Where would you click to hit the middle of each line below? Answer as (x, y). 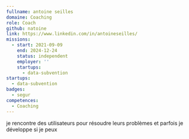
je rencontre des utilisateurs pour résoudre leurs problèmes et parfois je (95, 123)
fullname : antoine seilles (40, 12)
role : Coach (21, 23)
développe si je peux (32, 129)
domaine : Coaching (29, 17)
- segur (21, 95)
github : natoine (26, 28)
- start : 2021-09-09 (37, 45)
